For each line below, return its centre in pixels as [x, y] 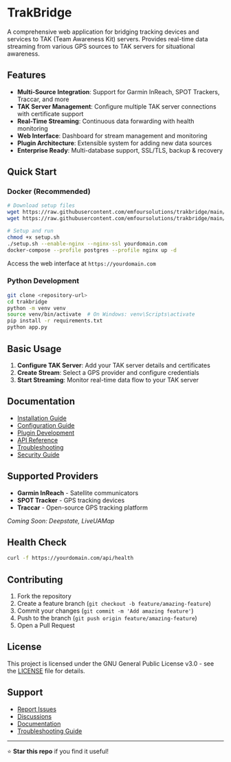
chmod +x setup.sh [33, 237]
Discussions [34, 716]
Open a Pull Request [46, 625]
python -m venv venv [37, 308]
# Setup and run [30, 231]
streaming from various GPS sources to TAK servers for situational [101, 46]
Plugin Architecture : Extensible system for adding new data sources [114, 143]
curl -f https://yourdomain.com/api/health [70, 558]
